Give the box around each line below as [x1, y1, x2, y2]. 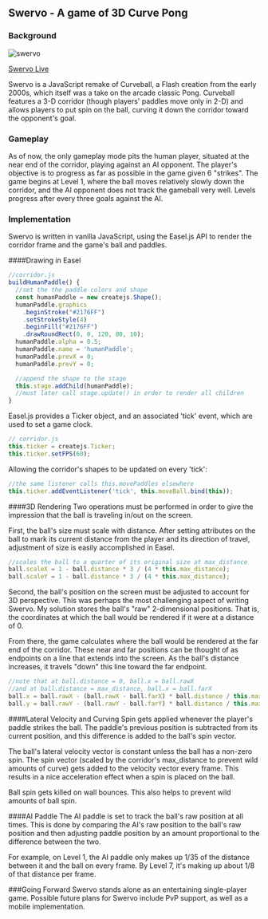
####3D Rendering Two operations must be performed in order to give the [8, 502, 254, 511]
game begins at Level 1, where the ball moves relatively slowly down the [8, 176, 245, 186]
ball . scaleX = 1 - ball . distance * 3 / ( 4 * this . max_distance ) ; [8, 566, 231, 574]
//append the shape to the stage [15, 374, 127, 382]
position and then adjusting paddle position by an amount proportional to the [8, 828, 260, 838]
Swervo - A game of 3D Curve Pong [8, 6, 189, 20]
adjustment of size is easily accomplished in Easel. [8, 542, 175, 552]
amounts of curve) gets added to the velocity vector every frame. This [8, 763, 239, 773]
